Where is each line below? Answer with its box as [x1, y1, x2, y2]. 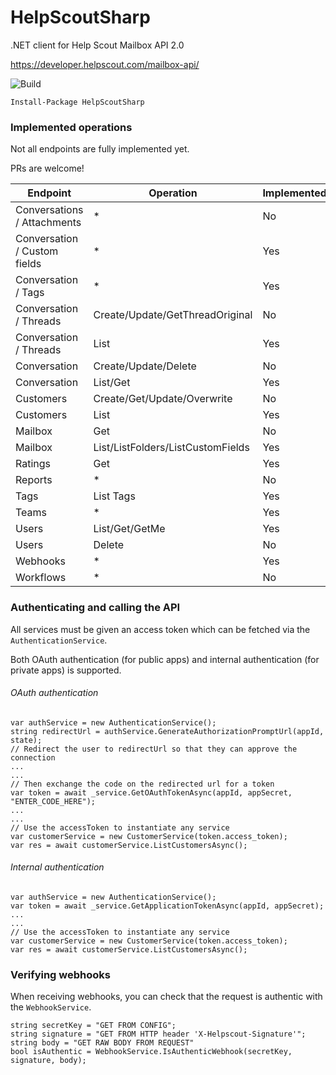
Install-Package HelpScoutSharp [10, 97, 145, 107]
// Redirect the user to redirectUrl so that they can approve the [10, 744, 298, 754]
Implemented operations [10, 120, 133, 134]
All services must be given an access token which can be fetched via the [10, 623, 311, 635]
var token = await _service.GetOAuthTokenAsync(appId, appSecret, [10, 787, 293, 798]
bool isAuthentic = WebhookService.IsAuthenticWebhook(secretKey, [10, 1047, 293, 1057]
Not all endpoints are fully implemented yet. [10, 143, 190, 155]
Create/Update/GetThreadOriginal [93, 308, 253, 322]
